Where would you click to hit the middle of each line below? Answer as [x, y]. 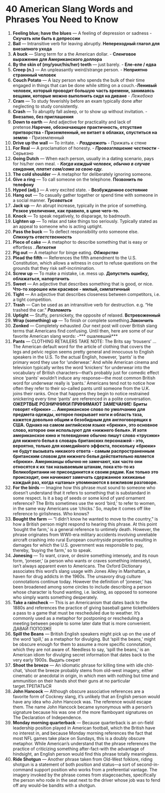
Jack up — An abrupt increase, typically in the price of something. [80, 206]
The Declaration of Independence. [47, 717]
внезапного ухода [32, 49]
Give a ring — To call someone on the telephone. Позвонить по [78, 179]
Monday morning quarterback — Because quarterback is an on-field [83, 722]
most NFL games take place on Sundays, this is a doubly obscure [79, 738]
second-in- [148, 764]
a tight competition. [32, 299]
